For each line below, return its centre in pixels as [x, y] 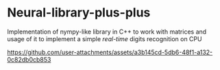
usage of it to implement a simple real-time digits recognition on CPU [105, 38]
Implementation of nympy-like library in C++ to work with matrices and [107, 32]
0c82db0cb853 [29, 59]
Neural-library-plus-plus [79, 13]
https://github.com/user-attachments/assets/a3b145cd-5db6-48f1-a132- [110, 52]
